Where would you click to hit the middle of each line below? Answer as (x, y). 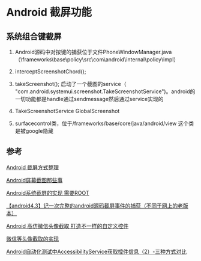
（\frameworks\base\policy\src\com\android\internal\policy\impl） (97, 60)
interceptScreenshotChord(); (50, 72)
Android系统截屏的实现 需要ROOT (48, 192)
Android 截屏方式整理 (32, 167)
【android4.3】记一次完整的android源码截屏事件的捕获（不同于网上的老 (95, 206)
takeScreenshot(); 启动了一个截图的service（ (70, 84)
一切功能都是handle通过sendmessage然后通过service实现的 (89, 99)
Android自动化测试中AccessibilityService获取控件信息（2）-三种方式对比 (97, 251)
